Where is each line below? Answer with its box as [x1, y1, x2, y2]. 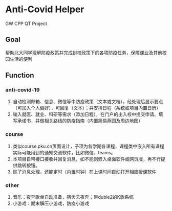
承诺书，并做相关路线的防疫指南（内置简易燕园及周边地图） [17, 118, 143, 124]
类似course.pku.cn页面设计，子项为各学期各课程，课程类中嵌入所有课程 [12, 143, 165, 149]
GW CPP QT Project [5, 20, 47, 27]
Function [5, 71, 34, 80]
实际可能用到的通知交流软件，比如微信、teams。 [12, 149, 116, 155]
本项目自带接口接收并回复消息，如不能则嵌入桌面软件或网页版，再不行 [12, 156, 161, 162]
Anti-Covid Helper [5, 4, 84, 15]
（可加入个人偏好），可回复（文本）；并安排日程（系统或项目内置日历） [12, 105, 161, 111]
